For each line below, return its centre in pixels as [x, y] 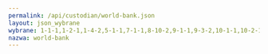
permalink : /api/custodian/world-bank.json [82, 15]
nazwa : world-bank [39, 38]
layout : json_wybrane [44, 23]
